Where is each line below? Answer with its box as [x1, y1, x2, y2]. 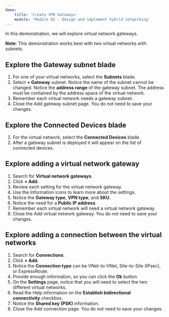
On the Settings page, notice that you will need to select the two [12, 279, 148, 285]
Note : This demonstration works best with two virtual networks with [5, 40, 147, 47]
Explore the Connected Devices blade [5, 121, 126, 129]
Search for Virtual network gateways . [12, 173, 93, 179]
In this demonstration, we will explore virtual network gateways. [5, 31, 138, 37]
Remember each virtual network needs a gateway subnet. [12, 96, 133, 102]
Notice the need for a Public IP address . [12, 200, 97, 206]
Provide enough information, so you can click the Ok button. [12, 274, 138, 280]
